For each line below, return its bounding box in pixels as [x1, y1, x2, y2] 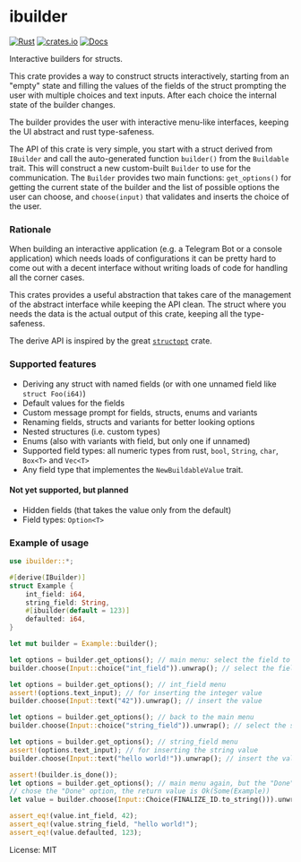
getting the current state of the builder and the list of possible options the [9, 181, 280, 192]
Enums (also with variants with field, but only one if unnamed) [21, 435, 251, 446]
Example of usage [9, 536, 90, 549]
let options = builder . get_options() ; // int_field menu [9, 680, 227, 689]
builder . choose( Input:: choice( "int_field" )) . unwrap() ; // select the [9, 664, 275, 673]
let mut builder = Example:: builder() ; [9, 640, 159, 649]
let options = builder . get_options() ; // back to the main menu [9, 713, 254, 722]
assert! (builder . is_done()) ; [9, 770, 118, 779]
